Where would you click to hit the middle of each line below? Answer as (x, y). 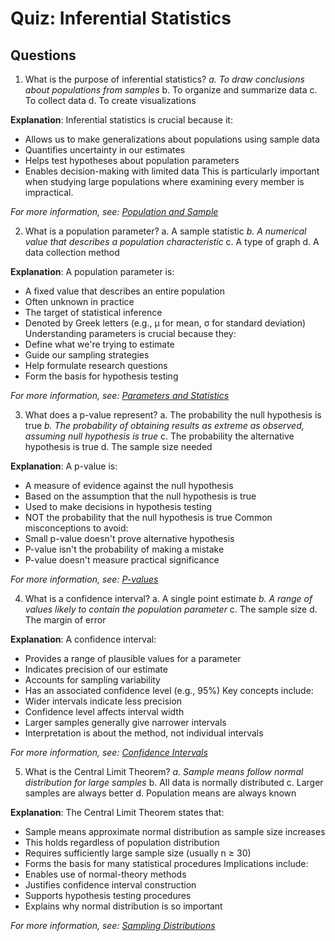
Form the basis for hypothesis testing (101, 376)
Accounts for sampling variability (92, 680)
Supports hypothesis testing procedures (108, 895)
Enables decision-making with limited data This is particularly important (172, 171)
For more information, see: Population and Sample (114, 211)
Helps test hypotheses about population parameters (132, 160)
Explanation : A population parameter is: (92, 271)
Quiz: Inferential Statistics (121, 18)
